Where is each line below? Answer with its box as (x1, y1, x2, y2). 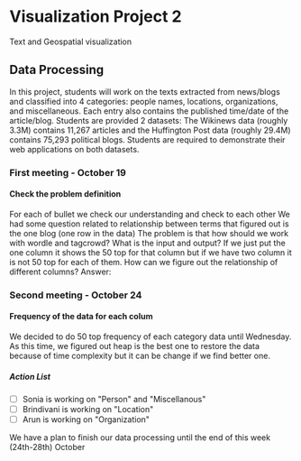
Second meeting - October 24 (9, 289, 142, 301)
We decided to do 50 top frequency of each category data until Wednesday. (9, 331, 292, 342)
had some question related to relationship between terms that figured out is (9, 218, 290, 229)
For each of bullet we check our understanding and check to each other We (9, 208, 290, 219)
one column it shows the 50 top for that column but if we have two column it (9, 246, 292, 258)
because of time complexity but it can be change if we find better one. (9, 350, 270, 361)
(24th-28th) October (9, 442, 86, 453)
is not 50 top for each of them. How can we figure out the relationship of (9, 256, 278, 267)
